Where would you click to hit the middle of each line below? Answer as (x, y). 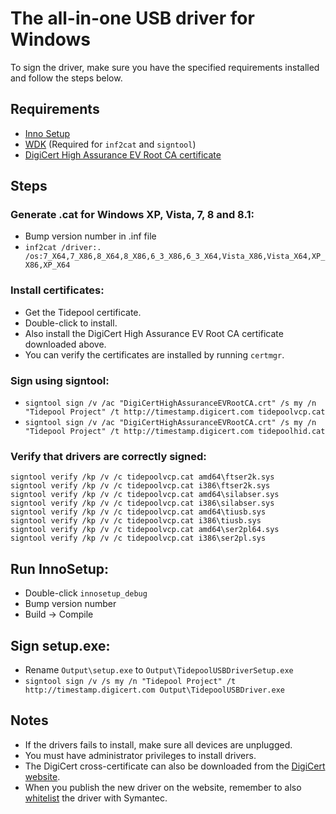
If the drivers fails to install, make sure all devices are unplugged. (158, 744)
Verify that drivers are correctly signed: (108, 456)
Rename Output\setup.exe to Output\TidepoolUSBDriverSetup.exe (159, 669)
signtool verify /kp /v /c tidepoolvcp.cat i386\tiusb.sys (136, 521)
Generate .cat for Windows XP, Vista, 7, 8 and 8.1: (132, 215)
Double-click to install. (71, 323)
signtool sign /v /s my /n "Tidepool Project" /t (130, 681)
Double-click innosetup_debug (86, 593)
